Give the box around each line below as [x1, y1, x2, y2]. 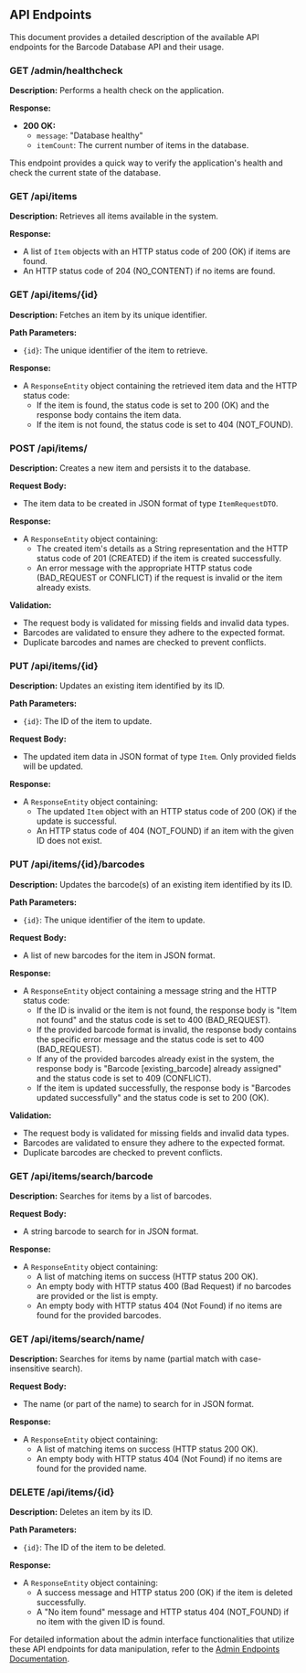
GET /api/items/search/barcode [9, 1169, 153, 1182]
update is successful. [36, 815, 117, 826]
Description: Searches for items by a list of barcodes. [9, 1190, 212, 1201]
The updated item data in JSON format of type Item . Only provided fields [22, 751, 297, 762]
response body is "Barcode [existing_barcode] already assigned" [36, 1062, 282, 1073]
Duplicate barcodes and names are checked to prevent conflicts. [22, 637, 267, 647]
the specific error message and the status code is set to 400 [36, 1033, 265, 1045]
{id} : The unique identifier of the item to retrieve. [22, 345, 208, 356]
